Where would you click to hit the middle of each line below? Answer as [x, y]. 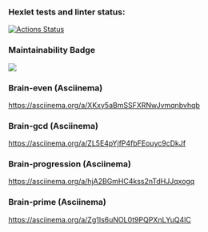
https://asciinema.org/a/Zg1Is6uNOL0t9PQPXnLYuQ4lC [100, 219]
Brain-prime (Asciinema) [57, 202]
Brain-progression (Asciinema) [70, 164]
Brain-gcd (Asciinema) [53, 126]
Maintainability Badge [52, 50]
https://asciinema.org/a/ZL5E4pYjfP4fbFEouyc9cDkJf [97, 143]
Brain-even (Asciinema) [56, 88]
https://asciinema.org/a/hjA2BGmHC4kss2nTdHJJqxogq [102, 182]
